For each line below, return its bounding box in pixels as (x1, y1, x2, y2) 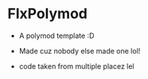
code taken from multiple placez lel (18, 61, 134, 71)
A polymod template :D (18, 31, 95, 40)
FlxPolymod (7, 5, 88, 23)
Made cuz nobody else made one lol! (18, 46, 141, 55)
